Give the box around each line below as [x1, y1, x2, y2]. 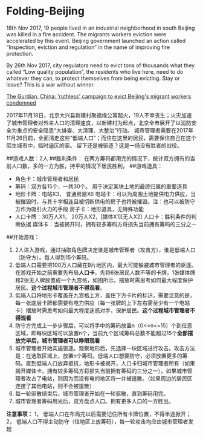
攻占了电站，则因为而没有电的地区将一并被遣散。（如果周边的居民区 [25, 374, 193, 382]
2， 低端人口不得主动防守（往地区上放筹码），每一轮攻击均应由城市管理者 [6, 417, 188, 425]
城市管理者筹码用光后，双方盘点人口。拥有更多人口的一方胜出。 [14, 397, 174, 405]
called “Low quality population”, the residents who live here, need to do [6, 68, 184, 75]
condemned [6, 99, 36, 106]
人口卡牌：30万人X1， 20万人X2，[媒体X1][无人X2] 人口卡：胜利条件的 [14, 213, 192, 220]
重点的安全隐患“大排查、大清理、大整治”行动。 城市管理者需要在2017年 [16, 126, 194, 134]
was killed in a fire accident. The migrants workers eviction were [6, 30, 167, 38]
